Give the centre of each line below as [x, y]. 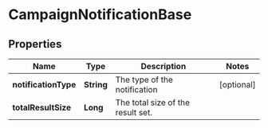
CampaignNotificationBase [100, 15]
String [95, 85]
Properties [35, 44]
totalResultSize [42, 107]
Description [164, 66]
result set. [134, 112]
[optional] [237, 85]
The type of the [144, 80]
